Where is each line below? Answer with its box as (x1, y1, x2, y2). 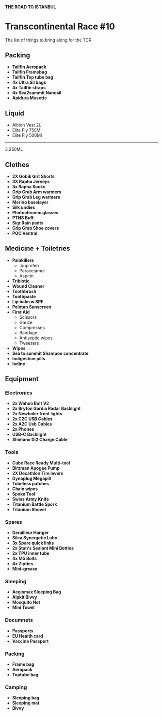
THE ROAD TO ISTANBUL (5, 4, 56, 10)
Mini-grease (12, 566, 38, 572)
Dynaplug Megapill (12, 475, 51, 481)
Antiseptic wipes (19, 335, 53, 341)
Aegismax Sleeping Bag (12, 589, 62, 595)
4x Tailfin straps (12, 85, 46, 91)
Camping (5, 684, 27, 691)
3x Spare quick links (12, 540, 54, 546)
